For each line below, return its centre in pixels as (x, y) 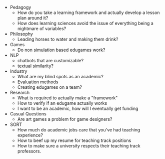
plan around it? (33, 18)
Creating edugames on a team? (50, 87)
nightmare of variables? (42, 29)
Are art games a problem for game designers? (65, 119)
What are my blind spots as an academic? (60, 76)
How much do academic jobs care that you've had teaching (79, 130)
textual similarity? (35, 66)
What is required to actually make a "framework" (67, 98)
